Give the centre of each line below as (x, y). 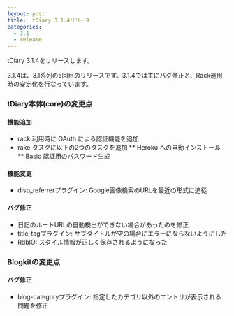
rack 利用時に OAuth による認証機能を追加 (78, 139)
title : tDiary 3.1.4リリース (49, 20)
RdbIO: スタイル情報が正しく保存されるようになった (92, 242)
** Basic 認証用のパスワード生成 (64, 156)
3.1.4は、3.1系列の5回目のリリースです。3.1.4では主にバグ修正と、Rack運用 (115, 76)
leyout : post (26, 14)
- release (28, 40)
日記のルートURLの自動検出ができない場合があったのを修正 (103, 224)
